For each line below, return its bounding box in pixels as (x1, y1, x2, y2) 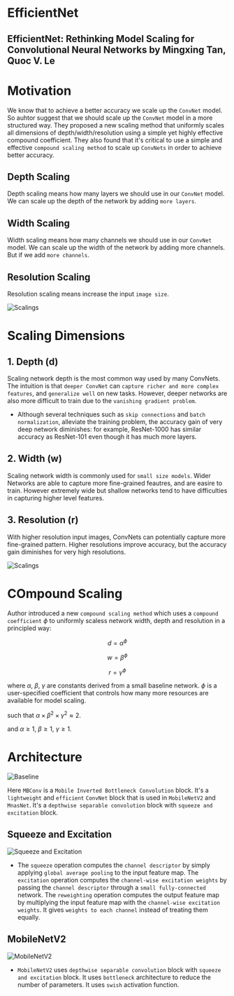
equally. (17, 913, 41, 921)
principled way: (7, 624, 52, 632)
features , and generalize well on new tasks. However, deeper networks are (7, 389, 228, 397)
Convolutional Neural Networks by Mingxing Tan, (7, 43, 226, 55)
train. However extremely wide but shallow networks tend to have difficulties (7, 486, 228, 495)
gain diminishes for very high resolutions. (7, 547, 126, 556)
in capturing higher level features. (7, 493, 105, 502)
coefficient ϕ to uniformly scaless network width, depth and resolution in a (7, 616, 226, 625)
